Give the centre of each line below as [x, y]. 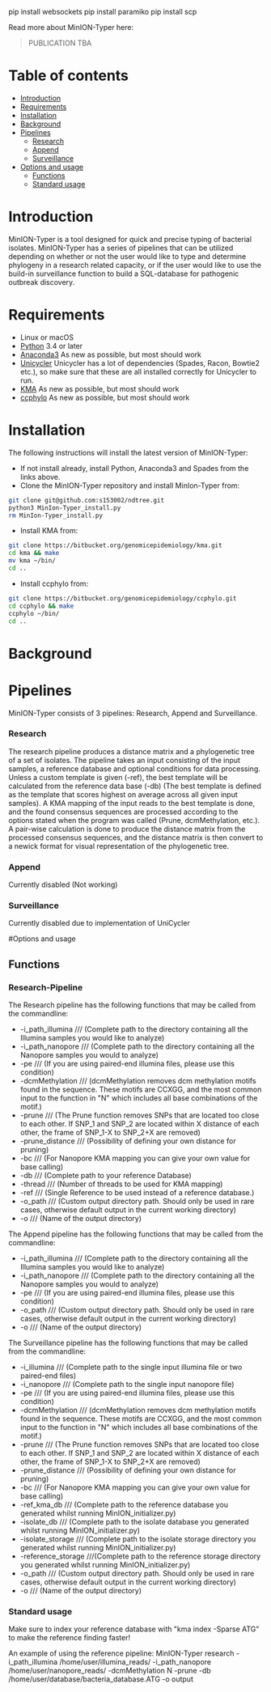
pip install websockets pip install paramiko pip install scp [103, 12]
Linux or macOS [47, 337]
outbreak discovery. [42, 282]
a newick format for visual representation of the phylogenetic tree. [119, 846]
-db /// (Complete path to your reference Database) [106, 1176]
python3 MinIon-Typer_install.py [65, 508]
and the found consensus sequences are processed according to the [123, 812]
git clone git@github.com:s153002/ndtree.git [86, 500]
